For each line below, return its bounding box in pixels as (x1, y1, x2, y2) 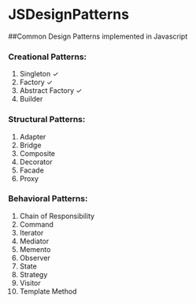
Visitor (19, 278, 41, 287)
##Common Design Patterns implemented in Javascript (8, 32, 188, 41)
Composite (19, 148, 56, 158)
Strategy (19, 269, 48, 279)
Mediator (19, 236, 50, 246)
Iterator (19, 228, 44, 237)
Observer (19, 253, 51, 262)
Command (19, 219, 54, 229)
